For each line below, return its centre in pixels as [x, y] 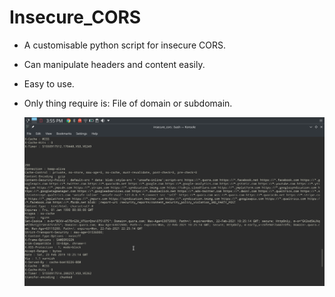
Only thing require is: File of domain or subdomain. [128, 103]
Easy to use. [49, 83]
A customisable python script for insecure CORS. [124, 45]
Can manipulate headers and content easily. [114, 64]
